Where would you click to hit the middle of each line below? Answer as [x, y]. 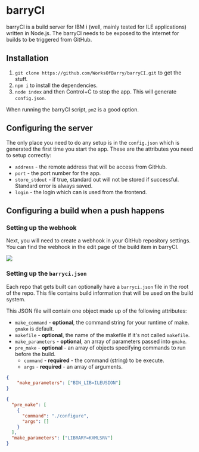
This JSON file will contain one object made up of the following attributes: [97, 311]
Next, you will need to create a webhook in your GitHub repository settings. [98, 241]
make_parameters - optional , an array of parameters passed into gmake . [101, 341]
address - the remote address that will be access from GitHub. [91, 167]
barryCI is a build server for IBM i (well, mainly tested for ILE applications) [96, 27]
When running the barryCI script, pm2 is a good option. [72, 109]
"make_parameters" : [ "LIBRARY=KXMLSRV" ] [62, 438]
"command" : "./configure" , [55, 416]
